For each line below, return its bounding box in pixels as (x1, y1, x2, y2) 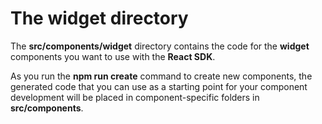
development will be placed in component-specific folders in (10, 91, 260, 103)
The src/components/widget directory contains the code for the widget (10, 40, 310, 52)
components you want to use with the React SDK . (10, 50, 216, 62)
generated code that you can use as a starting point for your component (10, 80, 308, 92)
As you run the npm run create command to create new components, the (10, 70, 313, 82)
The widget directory (10, 7, 189, 30)
